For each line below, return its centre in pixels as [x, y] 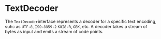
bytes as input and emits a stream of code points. [54, 31]
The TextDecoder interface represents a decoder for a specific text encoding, [81, 21]
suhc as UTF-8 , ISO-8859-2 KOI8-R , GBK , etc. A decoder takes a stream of [76, 26]
